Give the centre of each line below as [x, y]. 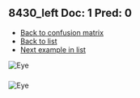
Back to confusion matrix [62, 32]
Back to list [38, 41]
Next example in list [53, 49]
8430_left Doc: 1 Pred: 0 [70, 13]
